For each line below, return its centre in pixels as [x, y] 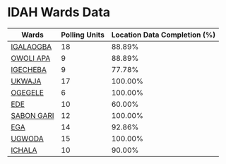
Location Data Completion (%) [163, 35]
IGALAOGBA [31, 47]
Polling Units [83, 35]
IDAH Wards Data [59, 12]
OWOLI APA [31, 58]
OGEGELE [28, 93]
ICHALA [24, 150]
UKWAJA [26, 81]
